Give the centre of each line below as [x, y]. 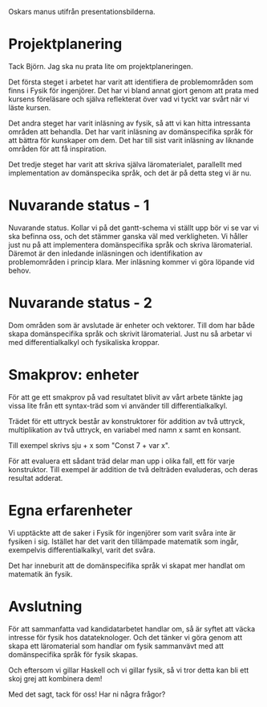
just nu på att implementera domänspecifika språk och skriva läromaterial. [130, 245]
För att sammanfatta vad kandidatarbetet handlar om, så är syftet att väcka [132, 629]
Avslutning [45, 606]
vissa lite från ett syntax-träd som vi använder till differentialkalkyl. [118, 405]
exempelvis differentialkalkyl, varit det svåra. [82, 549]
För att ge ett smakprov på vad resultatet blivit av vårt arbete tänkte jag [125, 397]
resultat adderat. [36, 478]
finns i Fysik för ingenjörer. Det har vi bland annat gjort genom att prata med [133, 90]
